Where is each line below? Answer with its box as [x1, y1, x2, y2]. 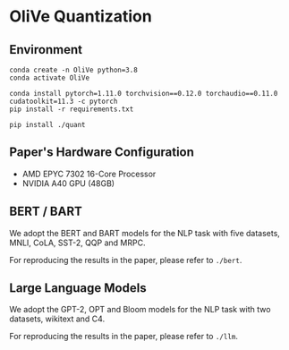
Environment [9, 42, 83, 57]
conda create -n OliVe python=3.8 [9, 65, 139, 74]
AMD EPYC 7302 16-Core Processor [21, 168, 157, 179]
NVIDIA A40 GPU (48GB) [21, 177, 115, 189]
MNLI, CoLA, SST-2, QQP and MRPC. [9, 237, 146, 248]
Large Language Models [9, 280, 147, 296]
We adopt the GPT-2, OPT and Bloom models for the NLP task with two [9, 304, 271, 315]
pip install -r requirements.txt [9, 105, 134, 114]
